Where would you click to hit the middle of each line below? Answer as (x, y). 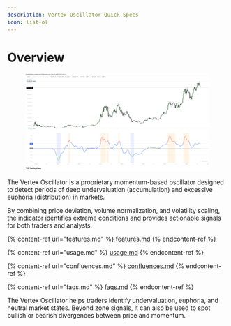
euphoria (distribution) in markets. (56, 197)
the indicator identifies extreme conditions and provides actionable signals (114, 218)
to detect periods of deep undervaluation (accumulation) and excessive (110, 190)
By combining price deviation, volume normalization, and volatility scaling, (114, 211)
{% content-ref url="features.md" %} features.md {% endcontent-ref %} (112, 239)
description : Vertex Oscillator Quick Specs (73, 15)
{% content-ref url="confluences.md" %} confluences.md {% (96, 266)
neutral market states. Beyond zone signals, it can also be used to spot (109, 308)
